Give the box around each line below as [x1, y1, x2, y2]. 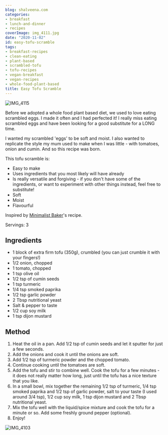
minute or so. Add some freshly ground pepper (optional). [12, 410, 131, 416]
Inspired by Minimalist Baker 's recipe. [5, 212, 82, 218]
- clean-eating [5, 53, 37, 59]
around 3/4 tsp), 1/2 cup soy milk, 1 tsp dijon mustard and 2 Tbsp [12, 394, 146, 400]
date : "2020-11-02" [5, 35, 46, 40]
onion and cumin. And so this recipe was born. [5, 146, 101, 152]
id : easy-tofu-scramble [5, 40, 55, 45]
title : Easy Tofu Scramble [5, 86, 61, 91]
